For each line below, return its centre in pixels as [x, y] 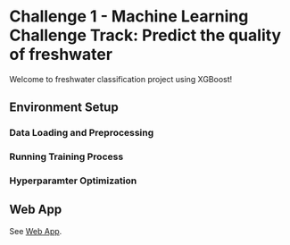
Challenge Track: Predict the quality [145, 35]
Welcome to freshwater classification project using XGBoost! [121, 79]
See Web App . [36, 231]
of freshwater [61, 55]
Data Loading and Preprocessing [82, 133]
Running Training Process [66, 156]
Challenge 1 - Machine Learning [129, 17]
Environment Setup [64, 108]
